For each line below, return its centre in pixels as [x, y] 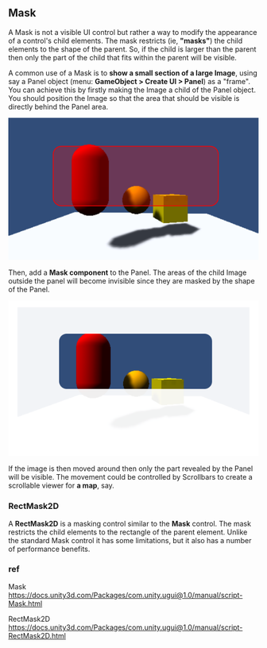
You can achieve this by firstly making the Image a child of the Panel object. [132, 90]
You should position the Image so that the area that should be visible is [124, 98]
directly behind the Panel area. [58, 106]
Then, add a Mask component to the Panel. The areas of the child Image [128, 272]
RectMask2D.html [37, 635]
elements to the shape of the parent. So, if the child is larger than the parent [132, 49]
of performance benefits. [49, 549]
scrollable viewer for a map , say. [62, 486]
